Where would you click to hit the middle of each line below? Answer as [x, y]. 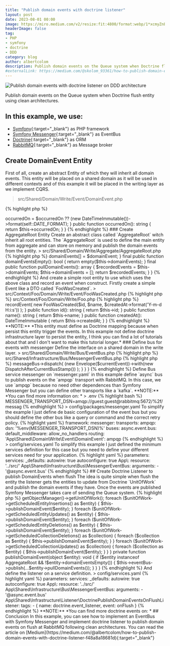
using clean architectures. [32, 101]
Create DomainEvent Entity [49, 161]
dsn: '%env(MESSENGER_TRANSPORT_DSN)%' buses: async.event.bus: [81, 428]
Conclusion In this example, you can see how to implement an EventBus [80, 616]
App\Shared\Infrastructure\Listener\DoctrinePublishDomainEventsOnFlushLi [84, 600]
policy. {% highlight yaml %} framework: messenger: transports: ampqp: [81, 422]
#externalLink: [21, 71]
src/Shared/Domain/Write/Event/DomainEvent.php [70, 199]
